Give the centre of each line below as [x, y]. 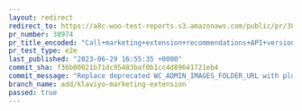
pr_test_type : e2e [43, 51]
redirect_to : [33, 26]
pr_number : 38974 [41, 34]
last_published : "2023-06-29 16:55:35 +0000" [95, 59]
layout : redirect [41, 17]
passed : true [33, 92]
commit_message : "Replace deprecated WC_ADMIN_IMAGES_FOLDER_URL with [144, 76]
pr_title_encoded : [43, 43]
